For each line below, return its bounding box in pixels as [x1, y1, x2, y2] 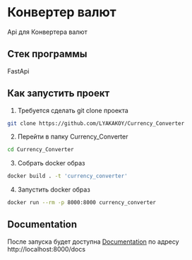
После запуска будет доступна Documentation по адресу [7, 237, 179, 246]
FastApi [7, 66, 30, 75]
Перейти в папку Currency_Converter [17, 132, 128, 141]
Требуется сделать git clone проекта [17, 106, 128, 114]
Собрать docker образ [17, 159, 85, 167]
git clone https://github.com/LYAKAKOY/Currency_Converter [7, 119, 185, 127]
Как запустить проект [7, 88, 110, 100]
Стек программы [7, 48, 88, 60]
